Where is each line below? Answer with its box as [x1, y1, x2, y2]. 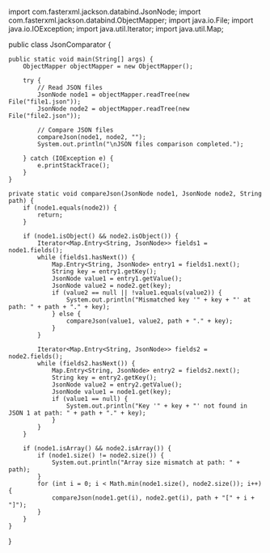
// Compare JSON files [37, 126, 114, 134]
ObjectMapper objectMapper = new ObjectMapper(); [23, 62, 194, 70]
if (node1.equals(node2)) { [23, 204, 117, 212]
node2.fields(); [8, 352, 63, 361]
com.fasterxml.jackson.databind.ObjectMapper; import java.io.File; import [8, 15, 254, 25]
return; [37, 211, 63, 219]
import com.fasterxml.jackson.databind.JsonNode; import [8, 7, 201, 16]
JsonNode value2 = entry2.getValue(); [51, 381, 183, 389]
